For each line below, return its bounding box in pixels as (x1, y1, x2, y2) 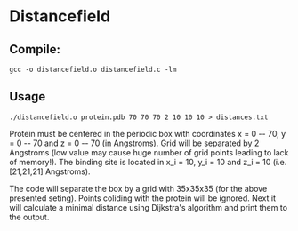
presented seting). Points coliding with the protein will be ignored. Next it (9, 193, 277, 203)
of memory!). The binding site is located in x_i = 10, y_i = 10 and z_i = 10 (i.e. (9, 156, 287, 167)
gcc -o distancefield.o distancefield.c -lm (9, 65, 177, 74)
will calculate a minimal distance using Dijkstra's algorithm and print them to (9, 202, 287, 212)
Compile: (9, 42, 60, 57)
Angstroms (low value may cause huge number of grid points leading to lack (9, 147, 289, 157)
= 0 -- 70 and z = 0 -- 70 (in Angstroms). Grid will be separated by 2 (9, 138, 260, 148)
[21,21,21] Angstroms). (9, 166, 91, 177)
